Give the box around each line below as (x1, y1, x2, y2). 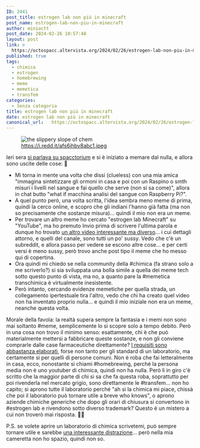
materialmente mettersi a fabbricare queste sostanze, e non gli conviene (6, 335, 184, 343)
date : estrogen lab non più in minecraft (6, 114, 111, 120)
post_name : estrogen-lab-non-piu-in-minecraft (6, 20, 124, 26)
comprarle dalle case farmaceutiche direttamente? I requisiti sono (6, 341, 168, 349)
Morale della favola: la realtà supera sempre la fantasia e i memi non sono (6, 316, 187, 323)
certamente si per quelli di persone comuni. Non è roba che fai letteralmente (6, 354, 193, 361)
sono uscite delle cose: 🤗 (6, 160, 68, 167)
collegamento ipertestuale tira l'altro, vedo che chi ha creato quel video (14, 292, 190, 299)
